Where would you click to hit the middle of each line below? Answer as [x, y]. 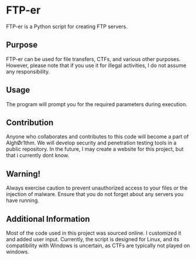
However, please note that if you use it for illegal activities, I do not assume [96, 65]
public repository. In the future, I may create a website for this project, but [95, 149]
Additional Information [48, 219]
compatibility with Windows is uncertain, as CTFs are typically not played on [98, 245]
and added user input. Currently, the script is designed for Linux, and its [93, 239]
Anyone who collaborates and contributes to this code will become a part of [97, 137]
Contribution [30, 122]
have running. [23, 201]
